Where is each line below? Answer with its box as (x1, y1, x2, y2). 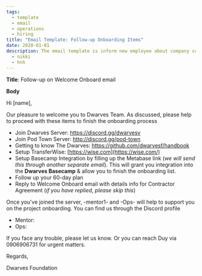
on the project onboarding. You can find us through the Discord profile (6, 204, 180, 212)
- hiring (11, 31, 34, 37)
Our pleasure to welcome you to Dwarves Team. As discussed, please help (6, 111, 192, 118)
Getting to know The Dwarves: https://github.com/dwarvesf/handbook (14, 142, 189, 149)
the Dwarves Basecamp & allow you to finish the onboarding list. (14, 167, 176, 175)
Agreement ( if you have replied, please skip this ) (14, 186, 136, 193)
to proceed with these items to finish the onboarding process (6, 117, 158, 124)
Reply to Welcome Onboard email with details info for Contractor (14, 180, 176, 187)
